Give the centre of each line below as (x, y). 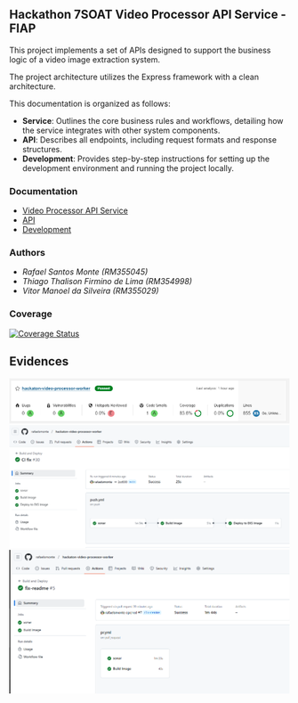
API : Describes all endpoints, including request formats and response (149, 139)
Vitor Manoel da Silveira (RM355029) (90, 291)
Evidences (39, 361)
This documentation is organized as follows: (90, 103)
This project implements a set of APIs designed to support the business (140, 50)
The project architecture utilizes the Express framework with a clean (134, 77)
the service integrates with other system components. (121, 130)
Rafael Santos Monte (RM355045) (85, 272)
